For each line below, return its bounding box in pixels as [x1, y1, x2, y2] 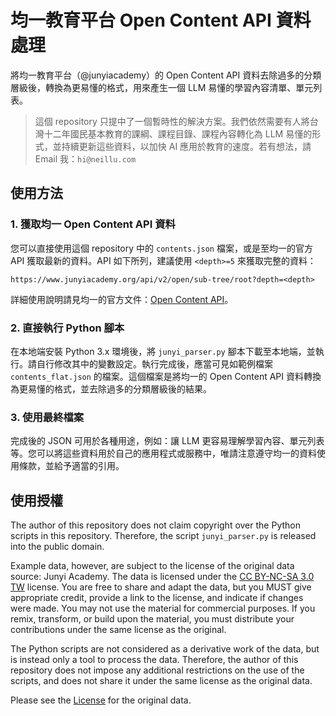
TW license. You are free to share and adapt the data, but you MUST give [10, 581, 312, 593]
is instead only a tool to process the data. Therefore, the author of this [10, 654, 299, 666]
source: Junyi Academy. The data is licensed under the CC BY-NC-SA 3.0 [10, 571, 315, 583]
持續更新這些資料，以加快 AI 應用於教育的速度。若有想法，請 [61, 140, 312, 152]
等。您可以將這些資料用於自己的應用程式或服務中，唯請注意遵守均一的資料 [10, 447, 317, 460]
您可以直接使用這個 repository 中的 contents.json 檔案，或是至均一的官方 [10, 242, 313, 254]
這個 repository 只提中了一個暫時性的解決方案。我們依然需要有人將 [34, 115, 310, 127]
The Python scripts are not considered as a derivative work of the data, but [10, 643, 320, 655]
